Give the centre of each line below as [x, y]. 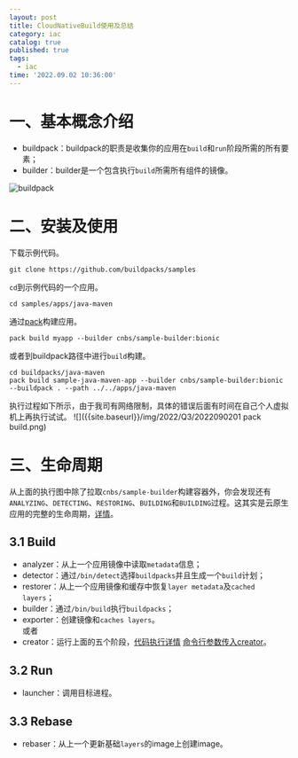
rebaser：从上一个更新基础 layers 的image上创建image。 [125, 744]
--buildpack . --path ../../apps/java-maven [93, 388]
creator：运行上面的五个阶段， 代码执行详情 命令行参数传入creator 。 [147, 642]
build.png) [28, 426]
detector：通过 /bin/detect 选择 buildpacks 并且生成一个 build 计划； [144, 575]
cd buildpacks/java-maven [57, 372]
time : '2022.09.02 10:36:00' [63, 75]
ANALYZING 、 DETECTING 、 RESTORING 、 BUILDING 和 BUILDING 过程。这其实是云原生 [149, 503]
